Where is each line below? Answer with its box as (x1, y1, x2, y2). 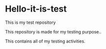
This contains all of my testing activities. (5, 38, 86, 44)
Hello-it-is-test (5, 3, 67, 15)
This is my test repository (5, 19, 56, 25)
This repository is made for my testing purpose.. (5, 29, 102, 34)
